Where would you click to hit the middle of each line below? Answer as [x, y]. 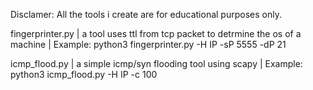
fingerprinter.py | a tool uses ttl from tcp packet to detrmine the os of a [156, 33]
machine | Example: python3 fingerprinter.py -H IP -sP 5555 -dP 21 [148, 44]
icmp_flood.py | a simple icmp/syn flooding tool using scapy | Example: [156, 63]
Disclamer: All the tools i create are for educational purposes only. [146, 14]
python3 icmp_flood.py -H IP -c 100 [84, 74]
